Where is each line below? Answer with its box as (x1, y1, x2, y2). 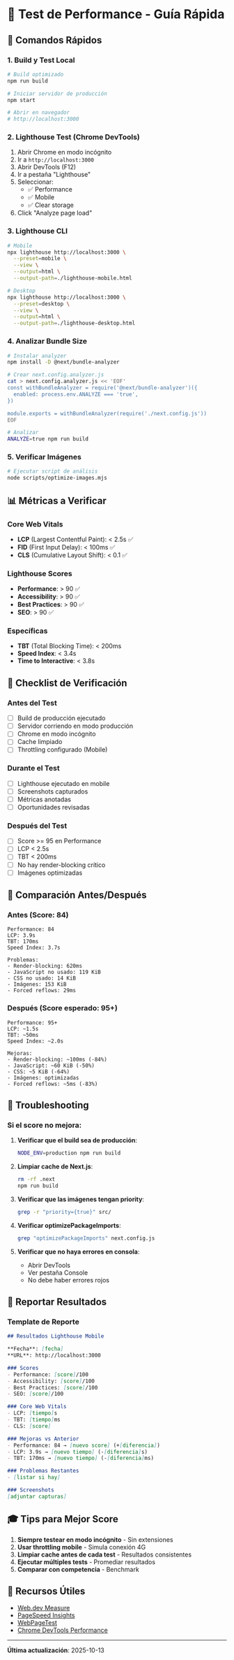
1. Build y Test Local (7, 55, 75, 65)
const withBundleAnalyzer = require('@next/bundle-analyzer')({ (7, 385, 198, 392)
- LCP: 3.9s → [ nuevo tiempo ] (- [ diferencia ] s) (7, 1448, 148, 1455)
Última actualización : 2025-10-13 (7, 1646, 104, 1654)
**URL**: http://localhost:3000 (7, 1352, 101, 1359)
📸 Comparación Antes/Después (7, 889, 148, 901)
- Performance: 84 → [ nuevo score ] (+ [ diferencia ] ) (7, 1442, 160, 1449)
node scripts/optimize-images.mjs (7, 475, 108, 482)
